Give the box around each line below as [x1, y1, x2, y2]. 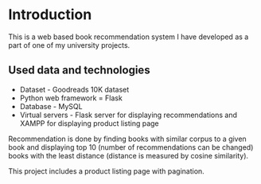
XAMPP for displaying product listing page [19, 118, 159, 128]
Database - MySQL [19, 101, 83, 111]
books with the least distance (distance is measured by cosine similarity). [8, 151, 249, 160]
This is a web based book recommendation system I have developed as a [8, 32, 249, 41]
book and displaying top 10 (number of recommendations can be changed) [8, 142, 254, 152]
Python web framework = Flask [19, 93, 123, 103]
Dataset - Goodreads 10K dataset [19, 84, 130, 94]
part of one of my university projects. [8, 40, 130, 49]
